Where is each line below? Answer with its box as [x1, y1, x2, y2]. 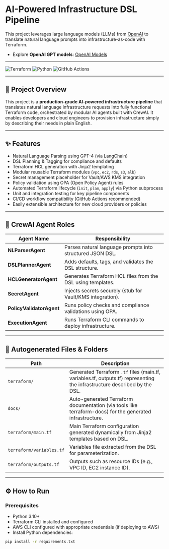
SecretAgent [8, 290, 39, 297]
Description [101, 360, 130, 367]
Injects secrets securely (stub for [64, 287, 142, 294]
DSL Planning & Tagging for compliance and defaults [12, 158, 122, 164]
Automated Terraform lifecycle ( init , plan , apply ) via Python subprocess [12, 185, 163, 191]
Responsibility [95, 235, 131, 242]
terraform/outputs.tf [8, 462, 59, 467]
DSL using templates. [64, 279, 115, 286]
